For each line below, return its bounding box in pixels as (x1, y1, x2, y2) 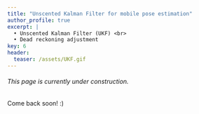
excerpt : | (7, 23, 39, 30)
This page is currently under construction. (7, 78, 129, 86)
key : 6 (7, 43, 27, 50)
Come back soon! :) (7, 99, 64, 107)
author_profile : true (7, 17, 71, 24)
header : (7, 50, 30, 57)
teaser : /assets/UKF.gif (13, 56, 86, 63)
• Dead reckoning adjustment (13, 36, 99, 43)
